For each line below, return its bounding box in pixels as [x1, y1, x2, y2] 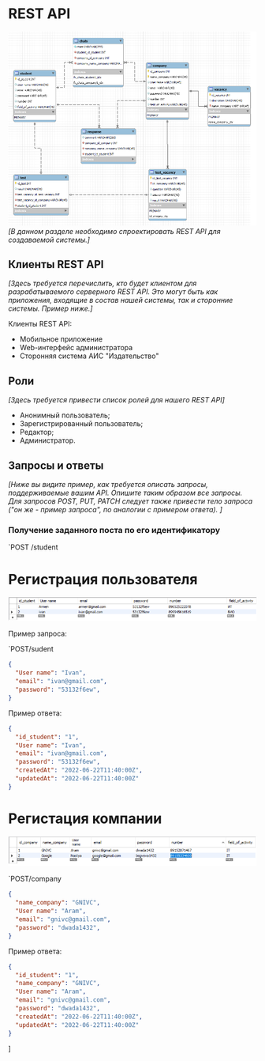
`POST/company [8, 874, 62, 884]
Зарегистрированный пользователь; [19, 419, 144, 429]
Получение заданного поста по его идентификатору [8, 524, 221, 535]
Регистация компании [8, 810, 162, 828]
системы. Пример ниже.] [8, 304, 93, 313]
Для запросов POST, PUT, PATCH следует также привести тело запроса [8, 497, 253, 506]
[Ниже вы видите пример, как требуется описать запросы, [8, 480, 209, 489]
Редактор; [19, 428, 54, 437]
